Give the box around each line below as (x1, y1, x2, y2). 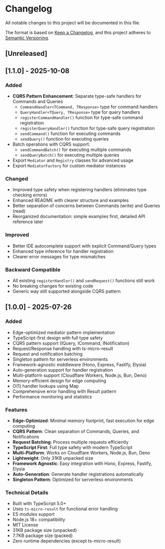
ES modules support (12, 511, 55, 517)
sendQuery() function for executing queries (20, 136, 109, 142)
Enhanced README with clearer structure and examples (12, 197, 129, 203)
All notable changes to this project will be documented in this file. (5, 20, 141, 26)
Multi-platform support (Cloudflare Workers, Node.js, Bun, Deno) (12, 372, 147, 378)
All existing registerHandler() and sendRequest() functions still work (12, 278, 155, 284)
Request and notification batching (12, 351, 83, 357)
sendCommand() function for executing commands (20, 130, 121, 136)
